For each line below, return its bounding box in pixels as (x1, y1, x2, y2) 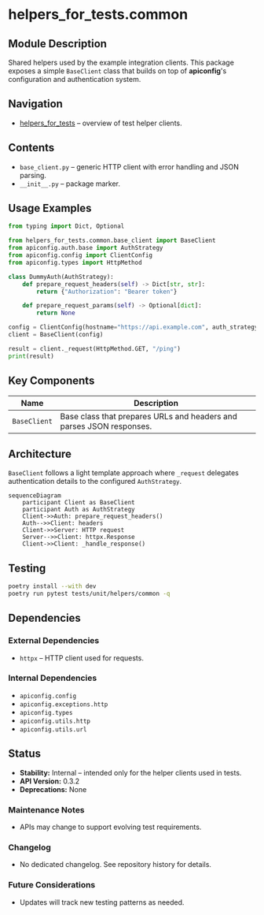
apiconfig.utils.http (19, 717, 90, 725)
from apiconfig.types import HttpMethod (8, 259, 143, 266)
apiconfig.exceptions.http (19, 700, 108, 709)
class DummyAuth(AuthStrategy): (8, 273, 114, 281)
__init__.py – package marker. (19, 179, 120, 188)
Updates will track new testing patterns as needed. (19, 897, 185, 907)
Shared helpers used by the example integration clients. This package (8, 58, 234, 67)
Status (8, 747, 42, 761)
